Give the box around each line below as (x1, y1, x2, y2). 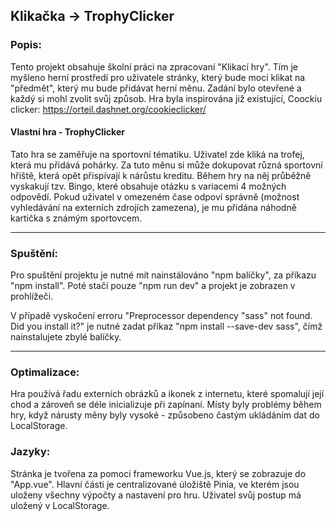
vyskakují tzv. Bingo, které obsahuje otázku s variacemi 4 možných (10, 180, 287, 192)
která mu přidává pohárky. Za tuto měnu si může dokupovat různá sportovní (10, 159, 323, 171)
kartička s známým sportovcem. (10, 212, 143, 224)
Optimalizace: (10, 365, 80, 379)
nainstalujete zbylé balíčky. (10, 331, 122, 343)
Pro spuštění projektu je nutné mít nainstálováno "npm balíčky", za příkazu (10, 269, 317, 281)
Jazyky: (10, 445, 51, 459)
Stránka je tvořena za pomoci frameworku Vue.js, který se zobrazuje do (10, 467, 307, 479)
